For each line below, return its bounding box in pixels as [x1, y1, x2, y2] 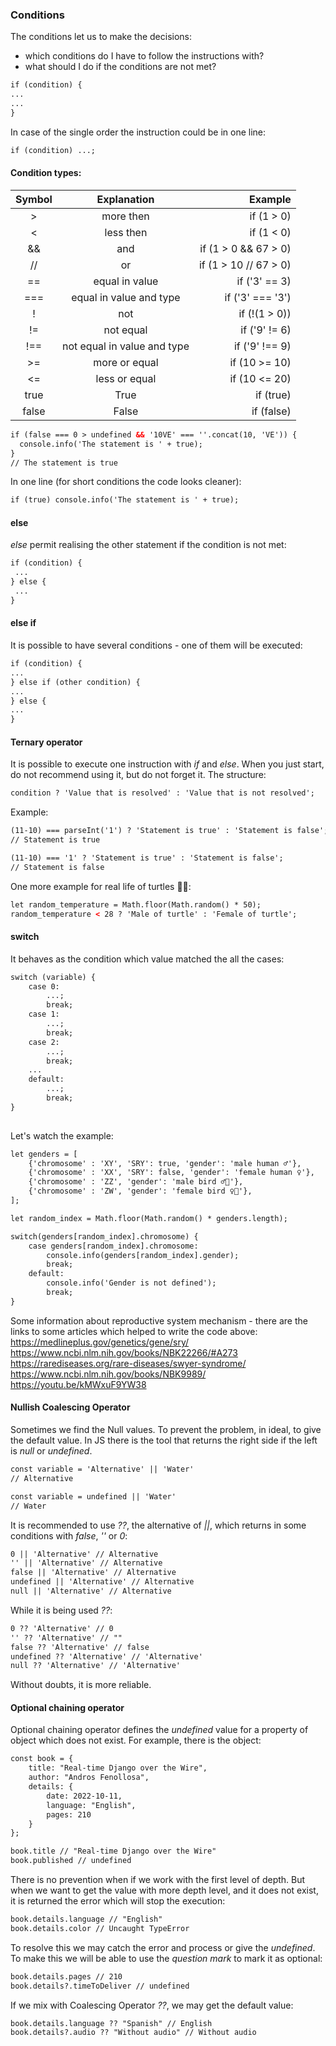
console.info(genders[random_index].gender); [46, 1250, 240, 1260]
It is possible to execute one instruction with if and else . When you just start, [10, 758, 325, 770]
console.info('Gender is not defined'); [46, 1278, 217, 1288]
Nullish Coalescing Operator [10, 1401, 131, 1413]
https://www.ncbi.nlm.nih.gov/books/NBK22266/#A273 [10, 1346, 238, 1358]
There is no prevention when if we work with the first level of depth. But [10, 1874, 306, 1886]
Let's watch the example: [10, 1129, 114, 1142]
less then [104, 225, 148, 239]
